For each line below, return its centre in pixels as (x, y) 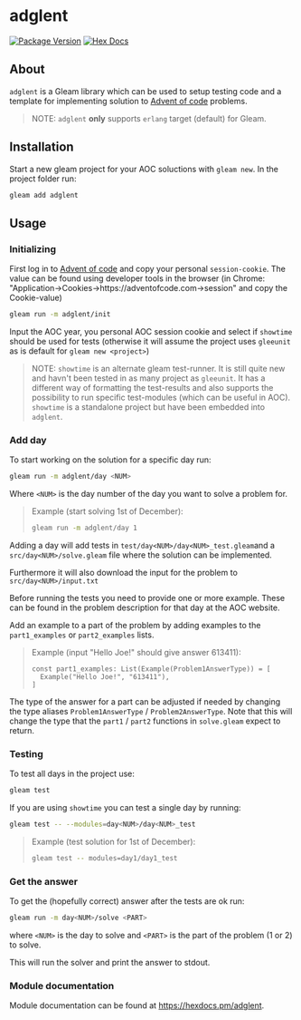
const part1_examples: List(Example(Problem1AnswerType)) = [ (151, 669)
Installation (42, 147)
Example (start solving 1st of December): (107, 511)
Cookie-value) (36, 298)
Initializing (33, 248)
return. (22, 731)
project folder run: (43, 179)
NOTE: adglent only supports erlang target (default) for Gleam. (149, 118)
